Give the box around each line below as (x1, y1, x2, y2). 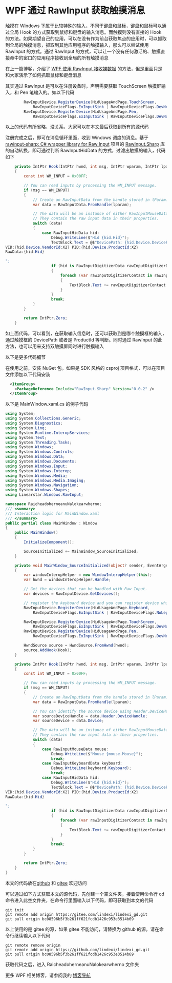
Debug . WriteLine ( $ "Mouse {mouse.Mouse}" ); (51, 751, 143, 756)
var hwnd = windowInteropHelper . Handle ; (24, 577, 111, 583)
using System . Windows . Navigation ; (5, 483, 79, 488)
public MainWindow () (14, 530, 58, 535)
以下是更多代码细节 (5, 354, 46, 360)
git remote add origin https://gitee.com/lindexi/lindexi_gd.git (5, 912, 147, 917)
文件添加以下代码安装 (5, 371, 50, 377)
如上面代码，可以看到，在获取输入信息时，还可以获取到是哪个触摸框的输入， (5, 330, 167, 336)
